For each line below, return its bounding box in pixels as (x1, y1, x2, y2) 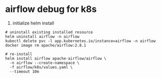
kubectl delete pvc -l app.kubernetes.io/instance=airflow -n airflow (5, 38, 156, 43)
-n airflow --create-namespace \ (10, 60, 80, 65)
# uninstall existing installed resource (5, 29, 93, 34)
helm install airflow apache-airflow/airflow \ (5, 56, 107, 61)
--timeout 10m (10, 69, 39, 74)
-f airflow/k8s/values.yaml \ (10, 64, 73, 69)
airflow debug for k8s (5, 3, 97, 15)
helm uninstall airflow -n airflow (5, 34, 80, 39)
